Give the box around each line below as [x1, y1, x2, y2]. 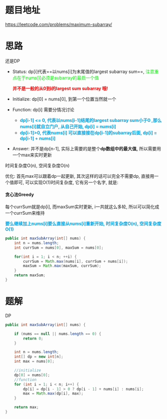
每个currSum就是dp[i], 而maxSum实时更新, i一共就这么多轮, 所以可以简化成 [5, 204, 160, 210]
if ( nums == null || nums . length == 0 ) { [14, 331, 102, 336]
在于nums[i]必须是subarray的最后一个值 [16, 74, 99, 80]
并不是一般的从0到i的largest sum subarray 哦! [12, 85, 108, 91]
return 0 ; [23, 336, 43, 341]
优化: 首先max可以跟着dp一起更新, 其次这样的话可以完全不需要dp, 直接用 [5, 173, 155, 179]
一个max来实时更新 [12, 152, 52, 158]
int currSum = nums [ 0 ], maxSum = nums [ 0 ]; [14, 245, 104, 250]
